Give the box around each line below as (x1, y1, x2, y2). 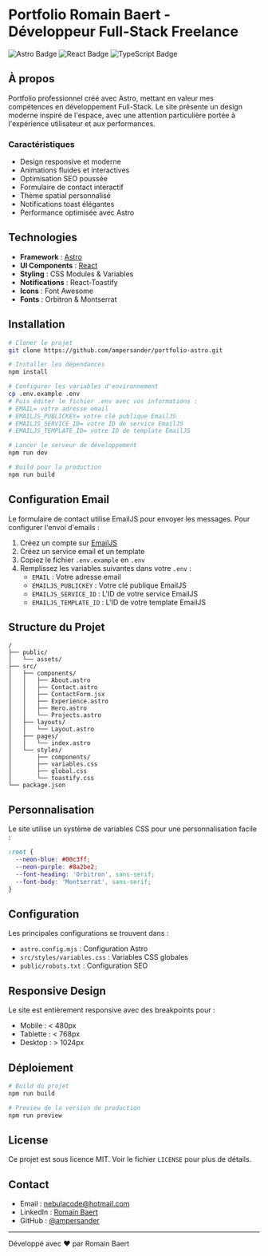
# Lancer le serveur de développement (8, 442, 137, 450)
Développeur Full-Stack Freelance (8, 22, 239, 41)
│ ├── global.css (8, 767, 88, 775)
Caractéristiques (8, 138, 75, 149)
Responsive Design (8, 984, 106, 997)
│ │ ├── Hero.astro (8, 704, 88, 712)
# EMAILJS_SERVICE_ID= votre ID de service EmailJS (8, 419, 183, 428)
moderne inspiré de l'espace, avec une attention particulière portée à (8, 110, 236, 120)
